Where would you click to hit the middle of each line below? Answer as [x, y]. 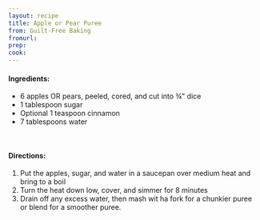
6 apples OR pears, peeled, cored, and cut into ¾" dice [110, 96]
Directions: [27, 155]
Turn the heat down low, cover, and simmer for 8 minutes [114, 190]
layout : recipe [34, 16]
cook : [17, 53]
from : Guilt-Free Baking [50, 30]
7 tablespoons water [54, 122]
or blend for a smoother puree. [70, 207]
